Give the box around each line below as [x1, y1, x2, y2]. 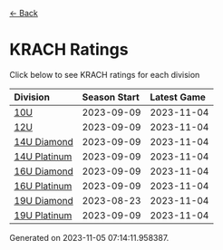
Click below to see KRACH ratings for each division [9, 69, 200, 80]
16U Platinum [14, 179, 73, 192]
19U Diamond [14, 194, 74, 207]
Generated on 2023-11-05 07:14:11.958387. [9, 232, 170, 243]
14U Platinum [14, 149, 73, 162]
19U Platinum [14, 208, 73, 221]
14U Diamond [14, 135, 74, 148]
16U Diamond [14, 165, 74, 178]
